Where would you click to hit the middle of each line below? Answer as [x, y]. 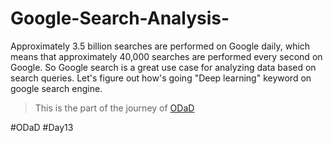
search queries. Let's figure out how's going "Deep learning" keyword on [161, 78]
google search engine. [56, 88]
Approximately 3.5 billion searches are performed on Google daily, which [160, 46]
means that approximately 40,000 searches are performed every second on [166, 56]
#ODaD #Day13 [42, 127]
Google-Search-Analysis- [120, 18]
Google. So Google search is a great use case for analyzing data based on [163, 67]
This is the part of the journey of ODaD [114, 108]
